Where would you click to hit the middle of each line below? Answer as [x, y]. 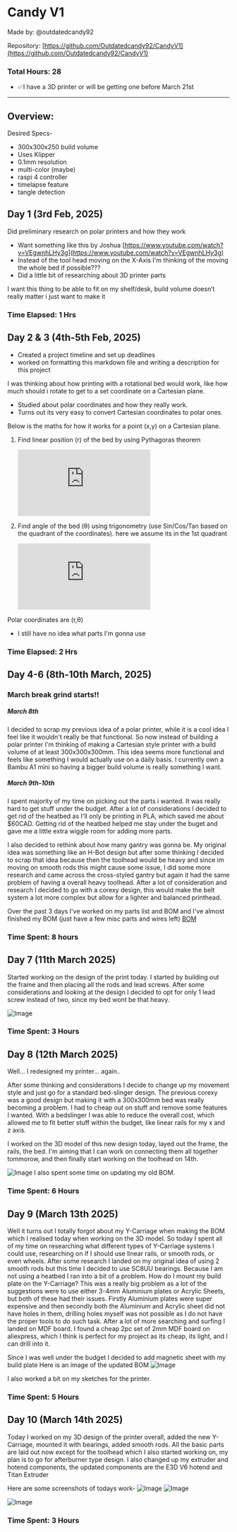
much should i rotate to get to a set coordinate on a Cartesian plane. [106, 391]
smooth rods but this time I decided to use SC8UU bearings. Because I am [115, 1268]
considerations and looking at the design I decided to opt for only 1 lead [111, 992]
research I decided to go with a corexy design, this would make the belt [111, 889]
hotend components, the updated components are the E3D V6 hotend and [115, 1467]
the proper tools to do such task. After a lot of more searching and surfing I [116, 1321]
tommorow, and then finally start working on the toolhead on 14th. [103, 1159]
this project [34, 369]
